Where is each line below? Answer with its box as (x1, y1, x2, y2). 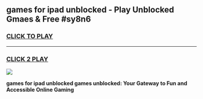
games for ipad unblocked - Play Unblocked (6, 5, 175, 15)
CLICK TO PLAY (6, 32, 53, 41)
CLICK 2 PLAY (6, 55, 48, 63)
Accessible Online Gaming (6, 86, 74, 93)
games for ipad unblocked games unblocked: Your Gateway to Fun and (6, 79, 187, 86)
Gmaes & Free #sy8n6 (6, 14, 91, 25)
